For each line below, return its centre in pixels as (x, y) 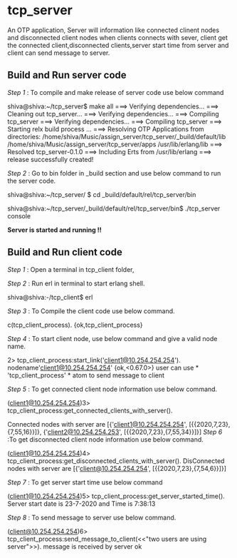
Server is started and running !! (54, 230)
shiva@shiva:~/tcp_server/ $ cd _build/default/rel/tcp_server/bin (102, 194)
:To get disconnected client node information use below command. (106, 439)
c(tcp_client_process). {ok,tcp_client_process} (75, 325)
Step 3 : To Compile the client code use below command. (91, 311)
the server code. (32, 181)
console (19, 215)
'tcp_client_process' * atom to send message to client (86, 375)
